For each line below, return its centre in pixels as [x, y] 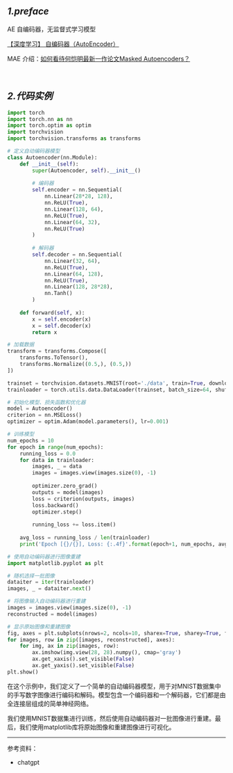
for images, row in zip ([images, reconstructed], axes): [91, 639]
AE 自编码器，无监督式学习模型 [52, 29]
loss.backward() [55, 505]
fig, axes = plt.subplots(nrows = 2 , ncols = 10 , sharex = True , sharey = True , [114, 633]
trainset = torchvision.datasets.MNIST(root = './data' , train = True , [107, 383]
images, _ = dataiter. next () [49, 589]
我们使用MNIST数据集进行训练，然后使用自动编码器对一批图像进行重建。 [111, 718]
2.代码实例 [30, 96]
